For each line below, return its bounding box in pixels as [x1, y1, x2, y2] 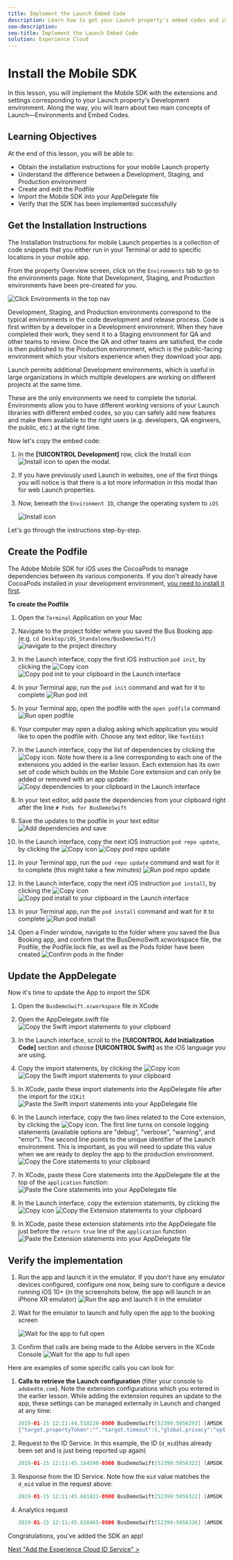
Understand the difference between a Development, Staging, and [17, 170, 204, 178]
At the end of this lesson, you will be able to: [8, 149, 134, 157]
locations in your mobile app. [8, 252, 91, 261]
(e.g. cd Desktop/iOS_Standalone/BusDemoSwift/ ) [17, 634, 156, 642]
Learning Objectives [8, 131, 97, 143]
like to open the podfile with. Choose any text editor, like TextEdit [17, 732, 205, 740]
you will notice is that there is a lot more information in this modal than [17, 478, 218, 486]
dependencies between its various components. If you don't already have [8, 571, 218, 580]
